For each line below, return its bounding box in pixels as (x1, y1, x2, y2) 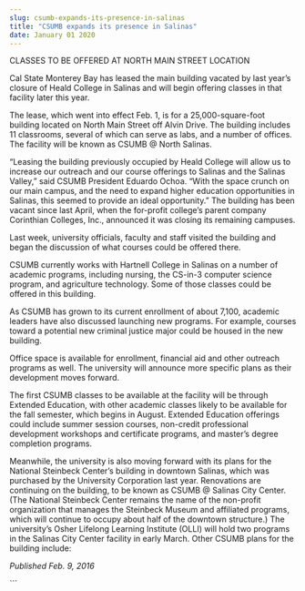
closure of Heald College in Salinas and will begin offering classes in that (9, 83, 282, 94)
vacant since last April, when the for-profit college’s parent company (9, 205, 267, 216)
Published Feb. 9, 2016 (9, 561, 96, 572)
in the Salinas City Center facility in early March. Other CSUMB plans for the (9, 534, 294, 545)
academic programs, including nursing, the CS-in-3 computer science (9, 270, 272, 280)
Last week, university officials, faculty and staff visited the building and (9, 232, 276, 243)
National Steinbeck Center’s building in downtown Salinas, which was (9, 465, 270, 476)
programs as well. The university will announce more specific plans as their (9, 362, 292, 373)
